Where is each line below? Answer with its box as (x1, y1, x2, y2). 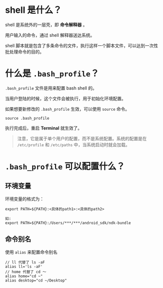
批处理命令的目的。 (5, 49, 44, 55)
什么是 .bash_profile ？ (5, 68, 99, 79)
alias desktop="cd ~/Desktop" (5, 278, 67, 283)
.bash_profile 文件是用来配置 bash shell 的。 (5, 85, 97, 91)
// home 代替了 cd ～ (5, 269, 47, 274)
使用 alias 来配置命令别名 (5, 249, 58, 255)
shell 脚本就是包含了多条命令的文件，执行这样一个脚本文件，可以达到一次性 (5, 42, 159, 48)
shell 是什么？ (5, 4, 62, 16)
